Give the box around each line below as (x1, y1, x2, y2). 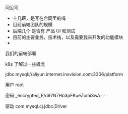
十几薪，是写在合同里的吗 (12, 15, 66, 21)
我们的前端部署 (5, 50, 36, 56)
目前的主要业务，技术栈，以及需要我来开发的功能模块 (12, 34, 123, 40)
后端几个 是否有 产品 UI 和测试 (12, 28, 76, 34)
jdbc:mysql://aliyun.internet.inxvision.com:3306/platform (5, 71, 123, 77)
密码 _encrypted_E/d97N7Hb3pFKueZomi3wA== (5, 93, 106, 98)
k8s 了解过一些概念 (5, 61, 45, 67)
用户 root (5, 82, 24, 88)
